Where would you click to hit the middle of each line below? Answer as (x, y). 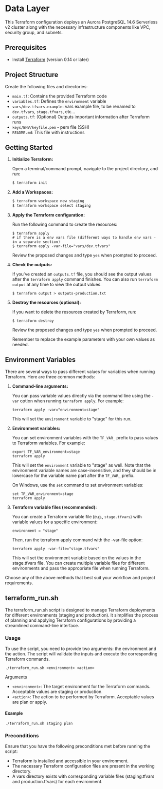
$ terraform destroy (33, 321)
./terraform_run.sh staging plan (39, 724)
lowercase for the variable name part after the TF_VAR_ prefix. (73, 475)
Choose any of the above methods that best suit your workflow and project (80, 577)
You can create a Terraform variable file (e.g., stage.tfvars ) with (77, 516)
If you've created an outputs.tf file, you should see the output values (82, 274)
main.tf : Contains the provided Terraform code (59, 96)
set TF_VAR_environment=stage (43, 494)
